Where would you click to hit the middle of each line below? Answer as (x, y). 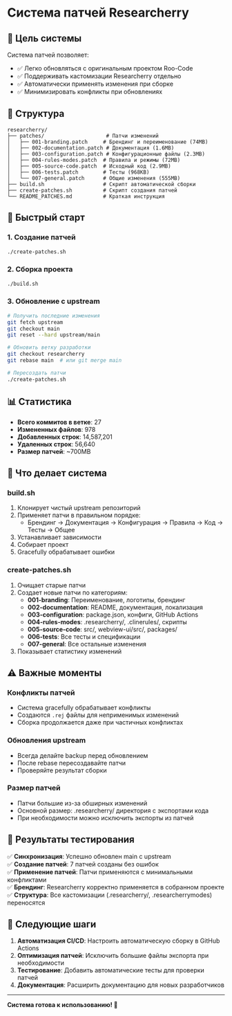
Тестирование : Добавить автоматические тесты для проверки (111, 970)
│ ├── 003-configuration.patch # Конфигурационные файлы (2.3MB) (106, 154)
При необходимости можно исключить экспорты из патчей (105, 817)
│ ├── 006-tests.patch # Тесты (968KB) (78, 172)
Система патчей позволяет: (48, 55)
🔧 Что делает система (57, 473)
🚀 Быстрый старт (46, 218)
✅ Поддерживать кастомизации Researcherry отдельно (99, 76)
